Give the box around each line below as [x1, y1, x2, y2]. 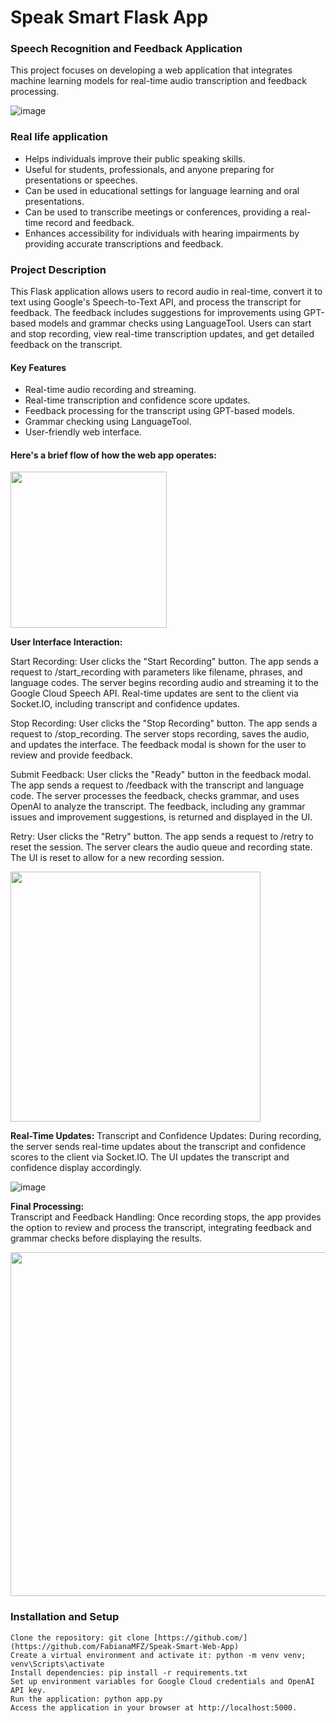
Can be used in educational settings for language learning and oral [24, 184, 300, 196]
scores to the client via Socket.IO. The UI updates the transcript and [10, 1151, 290, 1163]
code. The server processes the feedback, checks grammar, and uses [10, 790, 300, 802]
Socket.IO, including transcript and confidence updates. [10, 698, 240, 710]
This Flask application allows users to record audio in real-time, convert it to [10, 286, 323, 298]
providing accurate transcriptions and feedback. [24, 237, 224, 250]
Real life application [10, 130, 108, 144]
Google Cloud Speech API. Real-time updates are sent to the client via [10, 687, 299, 700]
